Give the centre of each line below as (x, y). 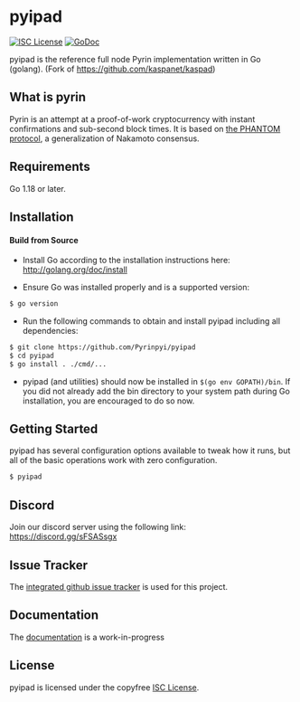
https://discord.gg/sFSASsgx (63, 536)
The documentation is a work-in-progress (87, 637)
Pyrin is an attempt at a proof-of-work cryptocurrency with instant (132, 119)
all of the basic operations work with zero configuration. (113, 460)
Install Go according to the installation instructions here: (126, 261)
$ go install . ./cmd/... (58, 364)
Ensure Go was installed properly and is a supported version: (136, 288)
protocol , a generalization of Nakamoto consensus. (105, 138)
